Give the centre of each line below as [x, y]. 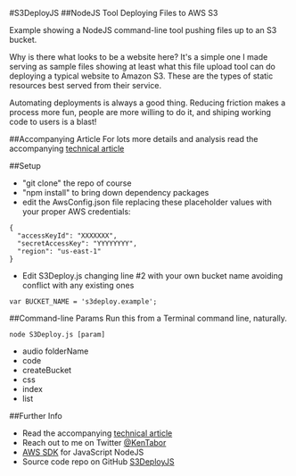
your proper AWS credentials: [76, 212]
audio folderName [55, 351]
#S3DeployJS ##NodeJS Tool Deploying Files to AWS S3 [114, 13]
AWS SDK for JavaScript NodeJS [83, 452]
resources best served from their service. [86, 85]
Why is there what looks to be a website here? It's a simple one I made [139, 57]
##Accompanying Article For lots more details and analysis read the [134, 139]
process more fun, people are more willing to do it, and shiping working [140, 112]
